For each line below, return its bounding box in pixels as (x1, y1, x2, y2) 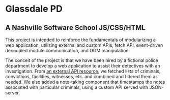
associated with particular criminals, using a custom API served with (5, 84, 149, 90)
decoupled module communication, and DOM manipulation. (5, 48, 130, 53)
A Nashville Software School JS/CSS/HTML (5, 23, 146, 32)
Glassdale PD (5, 3, 63, 15)
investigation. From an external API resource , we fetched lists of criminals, (5, 68, 161, 74)
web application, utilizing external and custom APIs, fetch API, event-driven (5, 42, 163, 48)
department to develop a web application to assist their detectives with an (5, 63, 160, 69)
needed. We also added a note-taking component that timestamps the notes (5, 79, 165, 85)
